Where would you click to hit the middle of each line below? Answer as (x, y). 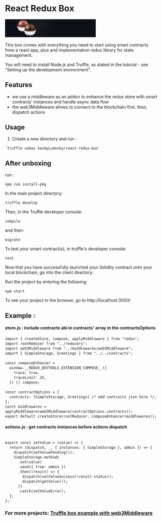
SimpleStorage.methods (37, 457)
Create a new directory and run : (44, 139)
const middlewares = (26, 407)
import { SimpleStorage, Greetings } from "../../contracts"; (69, 353)
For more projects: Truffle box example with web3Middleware (79, 513)
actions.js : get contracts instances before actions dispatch (66, 427)
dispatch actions (29, 112)
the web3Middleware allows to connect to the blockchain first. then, (80, 107)
